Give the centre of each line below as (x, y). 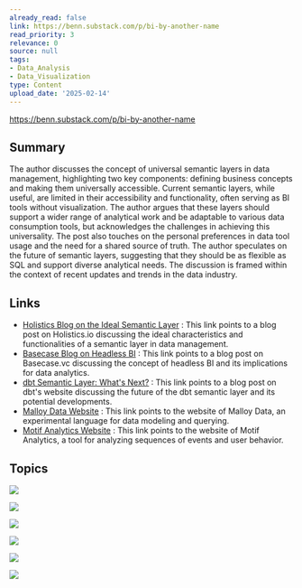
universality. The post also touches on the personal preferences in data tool (150, 237)
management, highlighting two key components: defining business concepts (151, 179)
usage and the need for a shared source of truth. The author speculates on (148, 246)
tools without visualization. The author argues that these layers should (140, 208)
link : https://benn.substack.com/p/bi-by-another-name (114, 26)
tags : (19, 60)
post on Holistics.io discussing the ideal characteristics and (133, 334)
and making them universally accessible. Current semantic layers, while (142, 188)
